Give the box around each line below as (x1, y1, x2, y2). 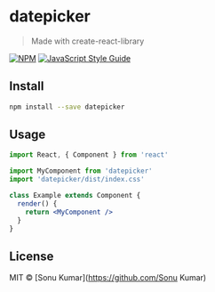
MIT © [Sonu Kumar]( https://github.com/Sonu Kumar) (9, 272, 207, 283)
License (9, 248, 54, 264)
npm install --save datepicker (9, 102, 125, 111)
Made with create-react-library (30, 36, 145, 46)
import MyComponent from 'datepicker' (9, 166, 153, 175)
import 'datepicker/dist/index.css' (9, 175, 145, 184)
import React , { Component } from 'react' (9, 150, 169, 159)
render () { (17, 199, 58, 208)
